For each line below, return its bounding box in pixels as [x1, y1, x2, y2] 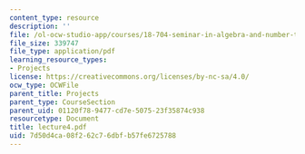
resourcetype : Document [9, 114, 100, 123]
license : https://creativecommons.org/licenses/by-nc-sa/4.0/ [9, 72, 250, 82]
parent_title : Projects [9, 89, 100, 98]
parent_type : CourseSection [9, 97, 116, 107]
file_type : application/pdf [9, 47, 116, 56]
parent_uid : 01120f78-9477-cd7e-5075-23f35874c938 [9, 106, 205, 115]
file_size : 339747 [9, 38, 79, 48]
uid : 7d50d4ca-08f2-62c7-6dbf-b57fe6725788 [9, 131, 177, 140]
